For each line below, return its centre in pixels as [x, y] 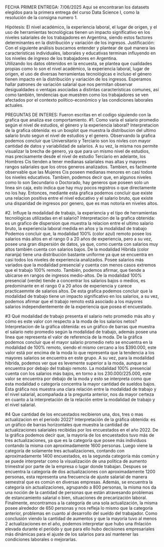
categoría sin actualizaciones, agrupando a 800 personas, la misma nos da [81, 487]
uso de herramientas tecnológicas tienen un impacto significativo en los [78, 32]
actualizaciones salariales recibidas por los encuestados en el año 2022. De [82, 430]
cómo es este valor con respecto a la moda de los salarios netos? [71, 321]
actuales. [14, 105]
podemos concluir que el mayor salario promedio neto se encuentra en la [79, 342]
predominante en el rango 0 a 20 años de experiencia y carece [69, 286]
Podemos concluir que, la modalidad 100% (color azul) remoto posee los [78, 234]
